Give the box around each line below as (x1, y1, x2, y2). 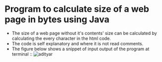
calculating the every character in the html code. (11, 35, 111, 41)
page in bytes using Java (4, 14, 109, 25)
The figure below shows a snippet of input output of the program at (11, 46, 150, 52)
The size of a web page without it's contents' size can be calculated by (11, 30, 157, 36)
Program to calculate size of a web (4, 3, 150, 15)
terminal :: (11, 51, 33, 57)
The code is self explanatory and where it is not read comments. (11, 40, 144, 46)
